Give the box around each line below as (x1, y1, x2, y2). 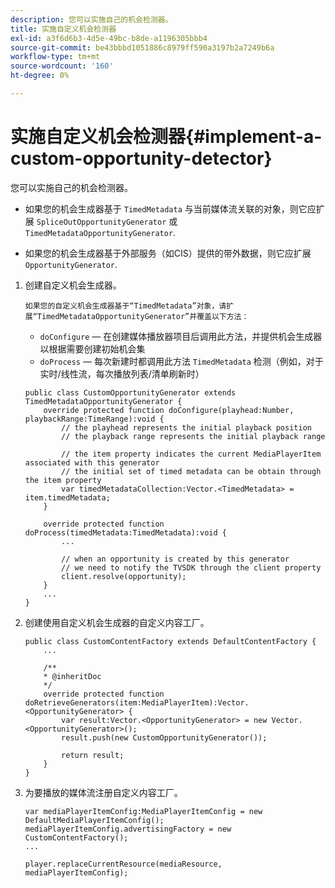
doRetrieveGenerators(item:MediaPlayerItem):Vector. (24, 697, 250, 708)
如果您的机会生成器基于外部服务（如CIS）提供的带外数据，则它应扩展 (24, 247, 312, 259)
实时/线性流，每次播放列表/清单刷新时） (39, 367, 205, 380)
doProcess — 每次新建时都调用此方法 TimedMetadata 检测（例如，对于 (39, 355, 324, 367)
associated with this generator (24, 457, 160, 468)
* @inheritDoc (43, 671, 102, 681)
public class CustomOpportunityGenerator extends (24, 387, 237, 398)
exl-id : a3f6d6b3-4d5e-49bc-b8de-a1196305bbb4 (10, 33, 208, 43)
